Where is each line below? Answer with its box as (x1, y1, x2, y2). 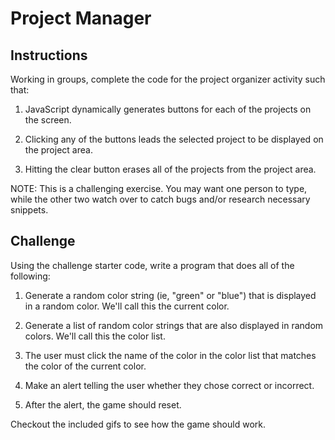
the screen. (24, 114, 72, 126)
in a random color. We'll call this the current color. (24, 300, 230, 312)
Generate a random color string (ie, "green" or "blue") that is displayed (24, 289, 317, 301)
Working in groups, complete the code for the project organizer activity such (10, 73, 326, 85)
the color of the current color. (24, 360, 147, 372)
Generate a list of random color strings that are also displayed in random (24, 319, 324, 331)
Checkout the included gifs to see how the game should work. (10, 418, 266, 430)
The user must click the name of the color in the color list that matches (24, 349, 317, 361)
